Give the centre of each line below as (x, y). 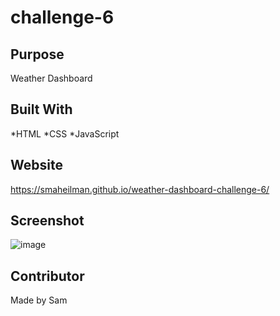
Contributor (47, 276)
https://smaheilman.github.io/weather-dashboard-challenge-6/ (140, 189)
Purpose (37, 54)
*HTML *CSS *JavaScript (65, 133)
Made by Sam (39, 300)
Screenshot (47, 221)
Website (36, 165)
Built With (41, 109)
